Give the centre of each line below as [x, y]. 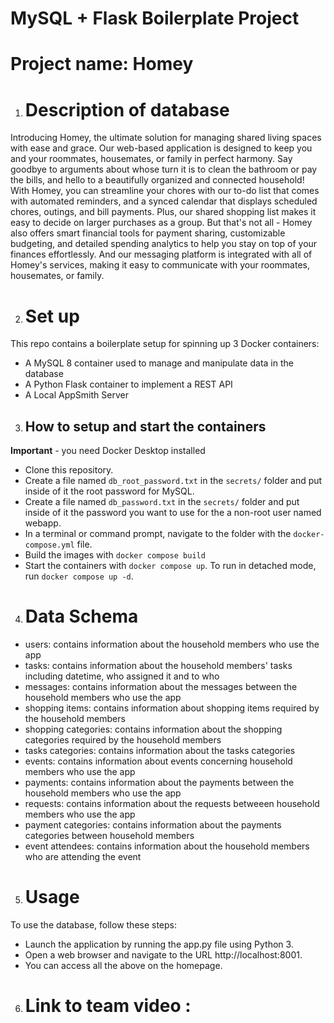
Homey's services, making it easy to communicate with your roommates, [160, 265]
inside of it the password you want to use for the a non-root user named [173, 513]
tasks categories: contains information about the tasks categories [160, 750]
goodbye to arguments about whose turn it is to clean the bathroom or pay [164, 169]
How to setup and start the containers [145, 426]
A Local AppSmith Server [76, 395]
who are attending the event [83, 856]
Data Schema [81, 616]
